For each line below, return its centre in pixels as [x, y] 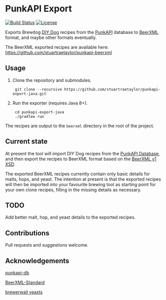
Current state [26, 142]
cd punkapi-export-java [39, 112]
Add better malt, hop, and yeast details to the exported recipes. [70, 217]
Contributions [27, 233]
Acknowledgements [37, 261]
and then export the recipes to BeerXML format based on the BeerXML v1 [81, 159]
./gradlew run [29, 116]
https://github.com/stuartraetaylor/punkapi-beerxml [59, 52]
